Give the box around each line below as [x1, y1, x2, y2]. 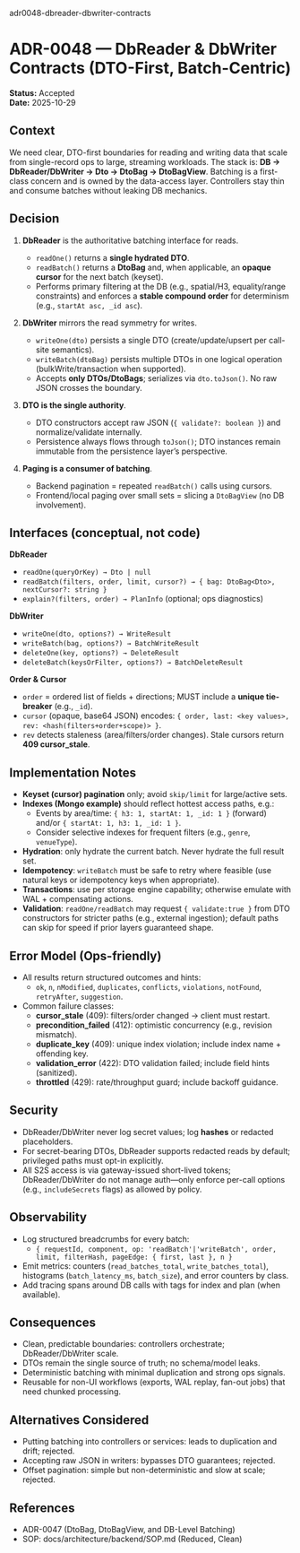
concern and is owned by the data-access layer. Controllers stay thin [30, 175, 285, 187]
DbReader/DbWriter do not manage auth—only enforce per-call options [21, 1174, 286, 1184]
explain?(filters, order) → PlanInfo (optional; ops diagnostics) [21, 594, 264, 604]
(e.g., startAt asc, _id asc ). [35, 299, 143, 310]
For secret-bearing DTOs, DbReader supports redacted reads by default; [21, 1145, 291, 1156]
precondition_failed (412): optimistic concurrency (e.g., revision [35, 1019, 273, 1030]
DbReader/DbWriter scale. [21, 1349, 119, 1359]
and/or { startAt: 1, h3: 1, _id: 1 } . [35, 818, 182, 829]
